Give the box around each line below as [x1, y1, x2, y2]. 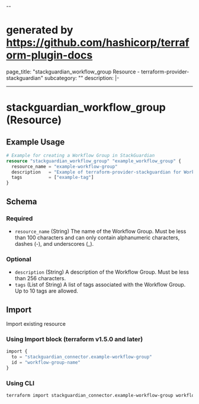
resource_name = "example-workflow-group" [11, 163, 118, 169]
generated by [6, 24, 73, 37]
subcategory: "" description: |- [44, 74, 120, 81]
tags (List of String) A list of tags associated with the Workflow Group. [14, 281, 186, 288]
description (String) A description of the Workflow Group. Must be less [14, 268, 190, 275]
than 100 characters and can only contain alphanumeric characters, [14, 234, 180, 241]
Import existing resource [6, 320, 66, 327]
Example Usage [6, 137, 65, 147]
